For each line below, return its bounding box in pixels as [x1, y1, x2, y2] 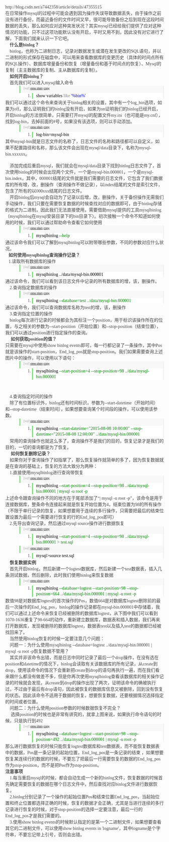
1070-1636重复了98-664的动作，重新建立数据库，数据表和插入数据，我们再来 [5, 617, 160, 622]
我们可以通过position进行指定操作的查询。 [5, 330, 91, 335]
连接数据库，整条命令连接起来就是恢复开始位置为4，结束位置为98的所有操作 [5, 502, 162, 507]
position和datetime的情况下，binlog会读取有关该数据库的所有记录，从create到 [5, 661, 158, 667]
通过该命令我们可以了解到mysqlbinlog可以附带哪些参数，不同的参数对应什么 [5, 240, 160, 245]
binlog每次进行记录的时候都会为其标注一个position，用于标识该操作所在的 [10, 318, 158, 323]
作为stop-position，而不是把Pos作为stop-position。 [5, 763, 102, 768]
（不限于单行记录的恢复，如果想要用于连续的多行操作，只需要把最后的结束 [5, 508, 159, 514]
